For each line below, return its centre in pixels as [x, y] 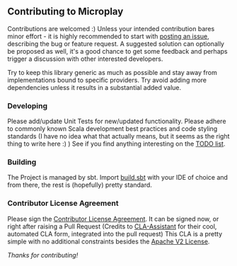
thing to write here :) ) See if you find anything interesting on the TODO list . [116, 144]
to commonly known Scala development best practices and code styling [112, 129]
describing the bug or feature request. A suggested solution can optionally [116, 44]
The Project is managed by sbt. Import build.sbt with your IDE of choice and [118, 178]
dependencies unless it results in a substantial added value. [94, 87]
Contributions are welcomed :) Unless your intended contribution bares [111, 28]
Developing [28, 105]
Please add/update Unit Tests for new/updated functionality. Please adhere [117, 121]
